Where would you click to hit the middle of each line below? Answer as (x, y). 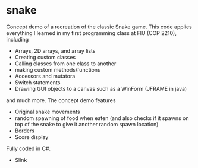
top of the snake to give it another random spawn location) (87, 124)
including (18, 39)
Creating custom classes (45, 57)
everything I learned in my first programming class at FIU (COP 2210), (91, 33)
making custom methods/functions (57, 69)
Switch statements (37, 82)
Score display (32, 137)
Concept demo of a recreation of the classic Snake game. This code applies (99, 27)
